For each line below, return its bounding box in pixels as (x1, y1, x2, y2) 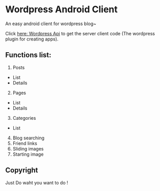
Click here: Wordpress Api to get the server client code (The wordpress (5, 30, 155, 36)
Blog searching (12, 135, 45, 141)
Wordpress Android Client (5, 4, 118, 15)
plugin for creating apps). (5, 36, 59, 42)
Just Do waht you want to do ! (5, 179, 68, 185)
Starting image (12, 151, 44, 157)
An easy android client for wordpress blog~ (5, 20, 97, 27)
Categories (12, 115, 36, 121)
